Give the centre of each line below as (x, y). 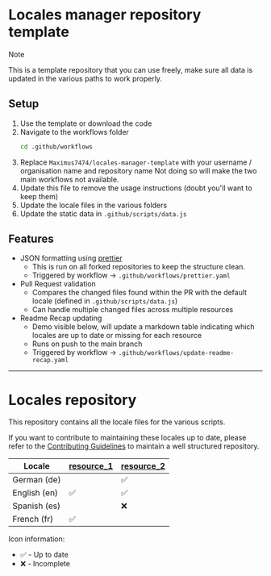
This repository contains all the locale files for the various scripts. (117, 422)
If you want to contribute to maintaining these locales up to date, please (127, 438)
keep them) (39, 196)
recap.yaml (50, 361)
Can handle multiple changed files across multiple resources (133, 310)
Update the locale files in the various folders (94, 205)
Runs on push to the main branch (87, 344)
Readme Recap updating (61, 318)
